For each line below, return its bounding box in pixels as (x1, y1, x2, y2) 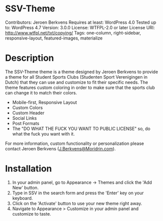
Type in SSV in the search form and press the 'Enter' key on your (12, 190, 144, 196)
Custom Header (12, 110, 45, 116)
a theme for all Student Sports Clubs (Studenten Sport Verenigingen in (5, 74, 148, 80)
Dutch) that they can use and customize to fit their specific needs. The (5, 79, 148, 85)
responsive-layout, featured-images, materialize (5, 35, 103, 41)
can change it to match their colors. (5, 89, 77, 95)
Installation (5, 163, 52, 175)
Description (5, 52, 54, 64)
